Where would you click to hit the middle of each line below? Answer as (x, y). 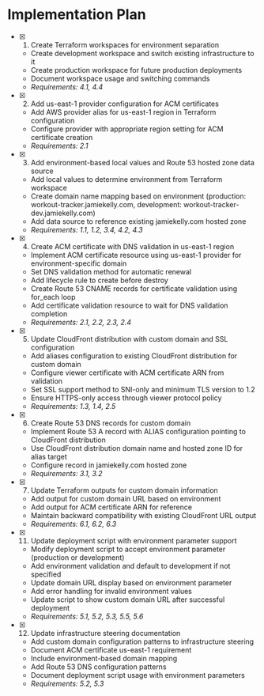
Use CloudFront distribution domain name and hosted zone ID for (137, 448)
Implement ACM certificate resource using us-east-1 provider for (136, 255)
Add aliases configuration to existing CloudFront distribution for (134, 356)
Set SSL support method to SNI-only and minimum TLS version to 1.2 (143, 389)
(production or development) (77, 557)
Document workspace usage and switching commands (120, 78)
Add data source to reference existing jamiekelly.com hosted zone (138, 221)
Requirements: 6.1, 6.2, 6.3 (74, 524)
